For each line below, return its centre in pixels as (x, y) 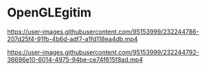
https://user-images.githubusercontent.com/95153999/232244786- (103, 32)
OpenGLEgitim (49, 13)
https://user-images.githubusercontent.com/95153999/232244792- (103, 52)
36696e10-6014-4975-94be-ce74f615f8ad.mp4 (75, 59)
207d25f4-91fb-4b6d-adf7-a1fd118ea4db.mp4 (73, 38)
